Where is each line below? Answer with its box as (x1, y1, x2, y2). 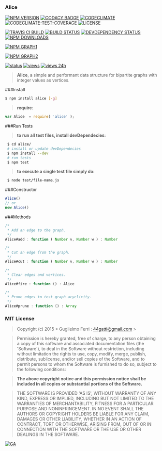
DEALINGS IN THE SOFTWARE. (16, 432, 79, 437)
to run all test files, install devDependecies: (16, 132, 106, 138)
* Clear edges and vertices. (7, 272, 66, 277)
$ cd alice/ (7, 142, 31, 147)
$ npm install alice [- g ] (5, 96, 57, 101)
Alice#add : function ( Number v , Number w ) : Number (5, 237, 118, 242)
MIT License (5, 315, 35, 322)
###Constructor (5, 187, 37, 193)
